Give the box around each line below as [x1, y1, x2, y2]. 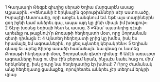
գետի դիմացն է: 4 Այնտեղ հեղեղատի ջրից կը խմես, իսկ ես [5, 35, 138, 41]
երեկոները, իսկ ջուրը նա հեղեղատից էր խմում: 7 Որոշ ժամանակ [5, 61, 153, 67]
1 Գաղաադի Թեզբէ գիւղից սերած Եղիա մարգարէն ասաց [5, 4, 134, 10]
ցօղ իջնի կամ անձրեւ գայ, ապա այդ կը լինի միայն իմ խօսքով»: [5, 20, 148, 25]
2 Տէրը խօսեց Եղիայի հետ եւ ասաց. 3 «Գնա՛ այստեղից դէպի [5, 25, 142, 31]
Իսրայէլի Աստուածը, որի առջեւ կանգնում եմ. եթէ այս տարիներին [5, 15, 154, 20]
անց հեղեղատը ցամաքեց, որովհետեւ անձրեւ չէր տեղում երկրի [5, 66, 149, 72]
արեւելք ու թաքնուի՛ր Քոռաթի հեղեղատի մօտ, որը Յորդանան [5, 30, 147, 36]
